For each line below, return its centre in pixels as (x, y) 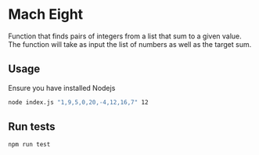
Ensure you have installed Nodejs (62, 88)
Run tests (32, 127)
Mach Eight (46, 14)
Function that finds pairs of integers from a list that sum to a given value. (125, 36)
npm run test (29, 145)
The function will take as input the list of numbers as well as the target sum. (130, 44)
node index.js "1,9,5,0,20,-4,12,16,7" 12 (78, 102)
